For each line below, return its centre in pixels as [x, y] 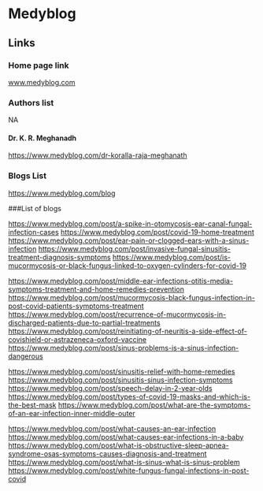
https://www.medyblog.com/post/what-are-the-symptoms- [154, 405]
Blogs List [28, 176]
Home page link [39, 65]
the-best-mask [32, 405]
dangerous [26, 356]
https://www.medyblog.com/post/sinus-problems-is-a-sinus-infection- [124, 348]
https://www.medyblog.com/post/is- [172, 257]
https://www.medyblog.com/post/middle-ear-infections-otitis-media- [121, 281]
